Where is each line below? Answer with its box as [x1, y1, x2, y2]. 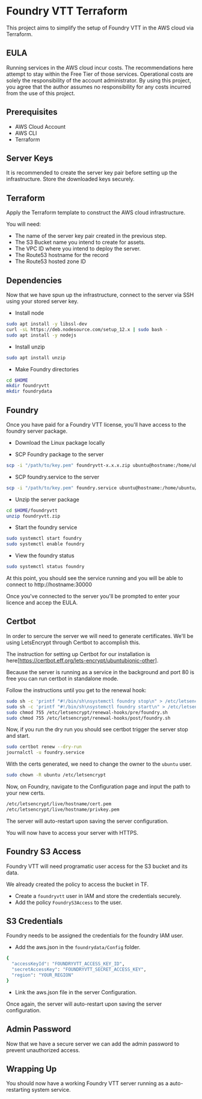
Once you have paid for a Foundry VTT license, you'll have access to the [6, 421, 186, 428]
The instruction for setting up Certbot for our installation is [6, 650, 150, 657]
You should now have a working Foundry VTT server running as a [6, 1080, 168, 1087]
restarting [6, 1086, 31, 1094]
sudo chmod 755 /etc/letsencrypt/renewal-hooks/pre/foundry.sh [6, 709, 168, 716]
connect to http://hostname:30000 [6, 581, 92, 588]
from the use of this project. [6, 89, 75, 97]
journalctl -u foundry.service [6, 749, 85, 756]
